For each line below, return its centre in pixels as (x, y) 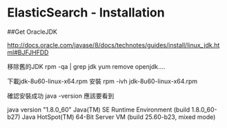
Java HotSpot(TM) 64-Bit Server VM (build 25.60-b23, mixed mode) (119, 117)
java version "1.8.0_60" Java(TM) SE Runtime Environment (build (99, 109)
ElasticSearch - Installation (86, 13)
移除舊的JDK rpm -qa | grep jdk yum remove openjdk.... (86, 66)
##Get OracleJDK (32, 32)
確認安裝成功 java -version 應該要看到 (61, 96)
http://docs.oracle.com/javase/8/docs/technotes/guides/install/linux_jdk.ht (113, 45)
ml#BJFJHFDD (28, 52)
